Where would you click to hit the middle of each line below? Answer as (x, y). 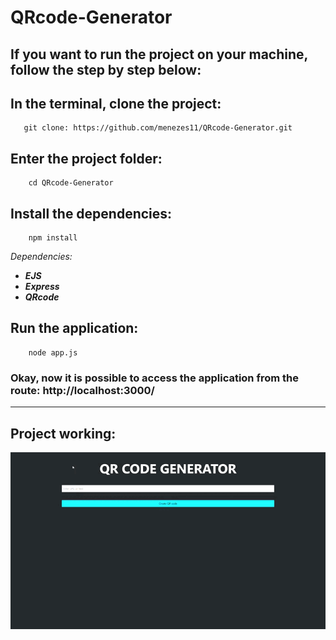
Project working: (63, 433)
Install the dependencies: (91, 213)
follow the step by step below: (106, 69)
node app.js (53, 352)
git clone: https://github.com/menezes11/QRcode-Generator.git (158, 128)
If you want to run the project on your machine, (159, 54)
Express (42, 287)
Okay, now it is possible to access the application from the (155, 378)
